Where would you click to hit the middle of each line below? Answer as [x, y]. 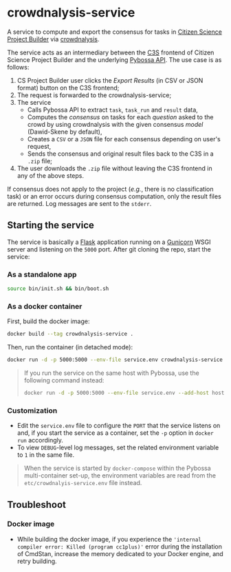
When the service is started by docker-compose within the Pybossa [117, 468]
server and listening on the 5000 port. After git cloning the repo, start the [109, 249]
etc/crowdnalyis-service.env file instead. [83, 483]
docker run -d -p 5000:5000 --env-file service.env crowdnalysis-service [115, 360]
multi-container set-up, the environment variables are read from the [120, 476]
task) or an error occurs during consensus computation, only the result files [114, 196]
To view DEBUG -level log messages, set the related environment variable [118, 448]
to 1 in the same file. [46, 455]
